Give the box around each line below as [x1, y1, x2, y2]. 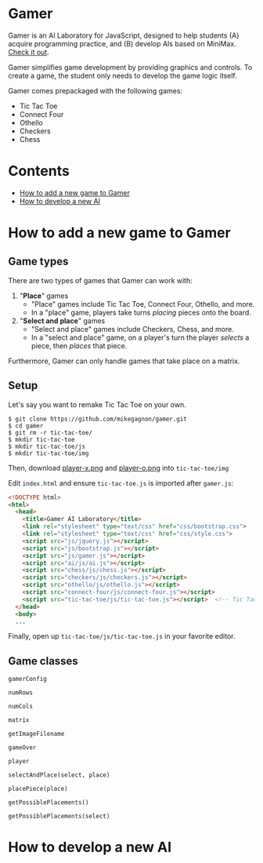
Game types [8, 255, 69, 268]
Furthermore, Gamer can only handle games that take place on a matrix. [8, 356, 240, 366]
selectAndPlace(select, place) [8, 771, 110, 779]
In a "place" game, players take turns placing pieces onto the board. [31, 308, 252, 317]
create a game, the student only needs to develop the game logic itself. [8, 71, 237, 80]
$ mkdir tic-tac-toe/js [8, 442, 86, 450]
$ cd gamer [8, 421, 44, 430]
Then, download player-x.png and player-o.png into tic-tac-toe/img [8, 463, 229, 472]
